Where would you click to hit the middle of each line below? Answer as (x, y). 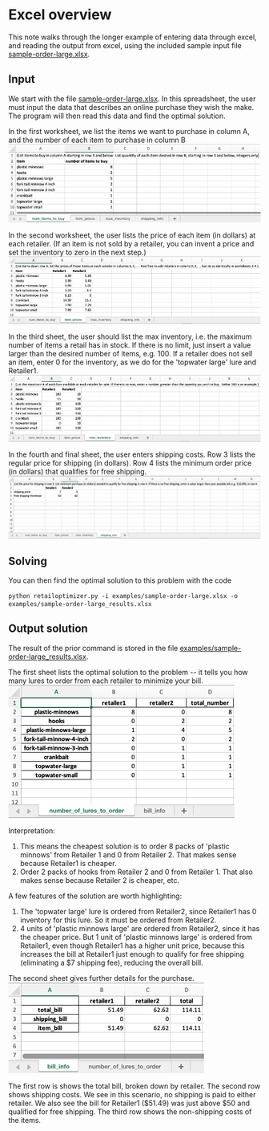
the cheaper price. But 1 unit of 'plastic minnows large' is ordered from (136, 937)
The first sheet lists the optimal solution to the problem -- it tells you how (128, 672)
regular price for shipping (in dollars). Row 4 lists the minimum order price (130, 462)
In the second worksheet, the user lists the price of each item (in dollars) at (132, 235)
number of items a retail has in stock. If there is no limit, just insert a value (130, 345)
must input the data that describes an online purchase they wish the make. (131, 107)
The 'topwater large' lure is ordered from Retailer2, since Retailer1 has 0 (138, 911)
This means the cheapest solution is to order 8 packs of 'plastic (124, 846)
